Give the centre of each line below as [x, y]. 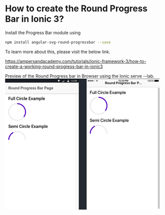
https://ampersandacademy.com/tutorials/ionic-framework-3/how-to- [76, 61]
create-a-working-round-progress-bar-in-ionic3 [54, 66]
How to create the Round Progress [76, 9]
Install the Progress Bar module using [43, 32]
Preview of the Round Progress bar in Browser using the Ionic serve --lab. [80, 76]
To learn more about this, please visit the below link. [58, 52]
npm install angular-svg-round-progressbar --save [58, 42]
